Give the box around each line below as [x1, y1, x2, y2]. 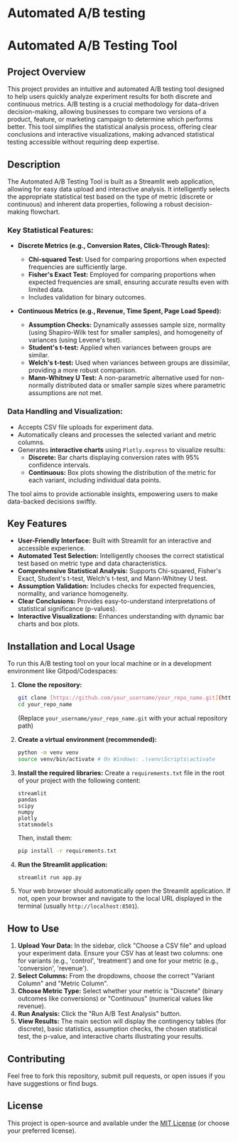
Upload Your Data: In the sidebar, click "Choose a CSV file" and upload [17, 941, 227, 950]
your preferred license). [7, 1126, 77, 1135]
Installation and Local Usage [7, 640, 136, 652]
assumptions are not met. [28, 389, 103, 397]
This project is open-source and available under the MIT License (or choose [7, 1119, 229, 1127]
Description [7, 158, 60, 170]
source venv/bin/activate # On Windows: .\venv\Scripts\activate [17, 755, 215, 763]
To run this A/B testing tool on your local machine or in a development [7, 659, 212, 668]
